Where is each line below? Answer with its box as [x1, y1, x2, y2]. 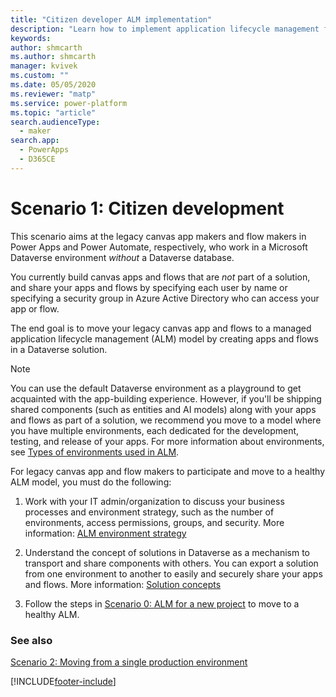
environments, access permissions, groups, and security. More [24, 516, 285, 528]
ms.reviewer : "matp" [10, 89, 97, 99]
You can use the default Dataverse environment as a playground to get [10, 382, 302, 394]
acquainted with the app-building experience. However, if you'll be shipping [10, 392, 322, 405]
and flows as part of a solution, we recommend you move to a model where [10, 414, 322, 426]
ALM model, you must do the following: [10, 476, 172, 488]
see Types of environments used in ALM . [10, 446, 180, 458]
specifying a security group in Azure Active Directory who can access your [10, 292, 320, 304]
